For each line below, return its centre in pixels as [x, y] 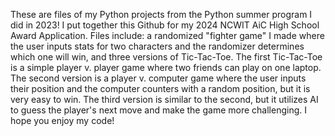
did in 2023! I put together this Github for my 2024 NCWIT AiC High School [165, 25]
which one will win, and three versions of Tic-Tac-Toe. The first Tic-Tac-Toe [166, 57]
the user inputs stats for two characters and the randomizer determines [157, 46]
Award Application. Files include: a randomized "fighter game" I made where [167, 35]
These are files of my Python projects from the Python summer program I [161, 14]
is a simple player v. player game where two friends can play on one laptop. [166, 67]
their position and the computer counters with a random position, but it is [160, 88]
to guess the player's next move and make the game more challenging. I [158, 110]
